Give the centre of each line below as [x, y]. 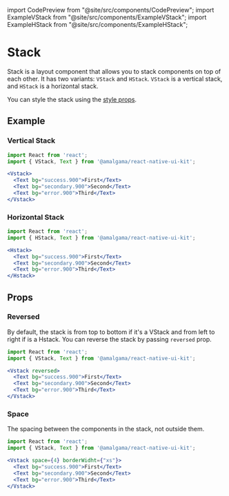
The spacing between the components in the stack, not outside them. [106, 429]
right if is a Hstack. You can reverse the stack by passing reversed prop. [109, 339]
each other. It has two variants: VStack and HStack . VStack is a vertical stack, [115, 79]
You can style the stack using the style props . [72, 99]
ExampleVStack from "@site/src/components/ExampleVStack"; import [107, 17]
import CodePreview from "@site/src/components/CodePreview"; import [111, 10]
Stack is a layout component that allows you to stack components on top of [114, 71]
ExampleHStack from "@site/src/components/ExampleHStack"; [98, 24]
